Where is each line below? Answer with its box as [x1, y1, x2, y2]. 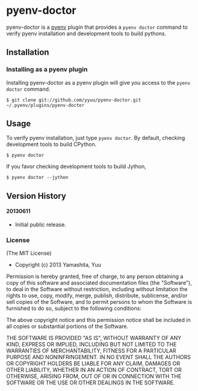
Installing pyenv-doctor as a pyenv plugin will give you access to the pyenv [6, 79, 191, 86]
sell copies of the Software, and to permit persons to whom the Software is [6, 299, 193, 306]
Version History [6, 190, 66, 201]
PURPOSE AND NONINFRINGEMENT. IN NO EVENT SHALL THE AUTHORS [6, 354, 191, 361]
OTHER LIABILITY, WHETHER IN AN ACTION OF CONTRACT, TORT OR [6, 366, 182, 374]
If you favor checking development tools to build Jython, [6, 163, 146, 170]
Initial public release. [14, 221, 66, 228]
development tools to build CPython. [6, 141, 97, 148]
